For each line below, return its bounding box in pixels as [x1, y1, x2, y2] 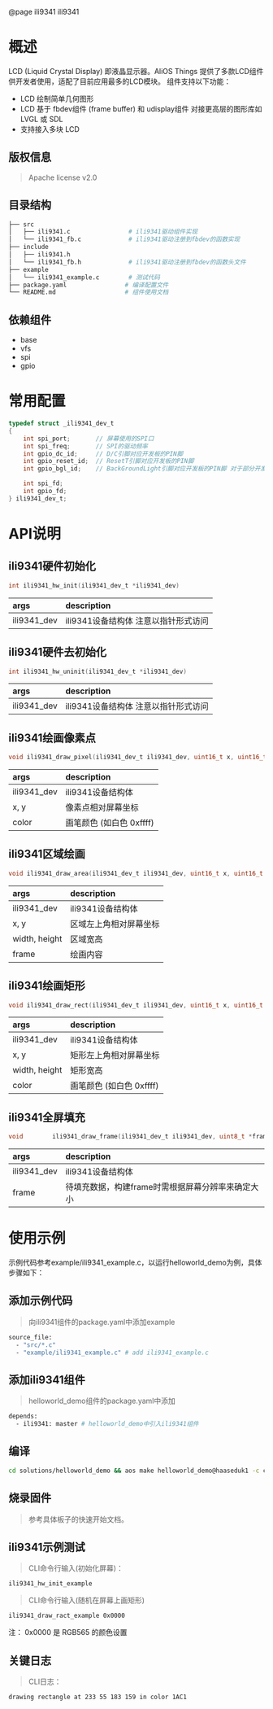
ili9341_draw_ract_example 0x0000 [8, 1611, 126, 1620]
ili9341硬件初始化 [8, 559, 96, 573]
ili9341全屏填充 [8, 1110, 85, 1124]
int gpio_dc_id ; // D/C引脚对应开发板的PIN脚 [23, 449, 184, 458]
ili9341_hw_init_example [8, 1580, 93, 1588]
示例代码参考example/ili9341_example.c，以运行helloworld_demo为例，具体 [8, 1257, 262, 1268]
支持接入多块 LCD [19, 124, 80, 133]
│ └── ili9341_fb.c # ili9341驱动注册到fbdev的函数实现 [8, 235, 240, 243]
